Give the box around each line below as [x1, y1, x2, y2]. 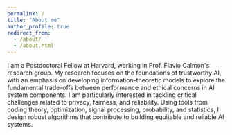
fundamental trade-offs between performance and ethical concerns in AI [7, 84, 215, 91]
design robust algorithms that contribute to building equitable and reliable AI [7, 113, 224, 121]
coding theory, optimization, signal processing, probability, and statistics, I [7, 105, 220, 114]
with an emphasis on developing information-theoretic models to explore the [7, 76, 226, 84]
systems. [7, 120, 33, 128]
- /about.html [13, 42, 54, 49]
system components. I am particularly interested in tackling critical [7, 91, 197, 99]
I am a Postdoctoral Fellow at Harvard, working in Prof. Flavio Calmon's [7, 62, 210, 69]
